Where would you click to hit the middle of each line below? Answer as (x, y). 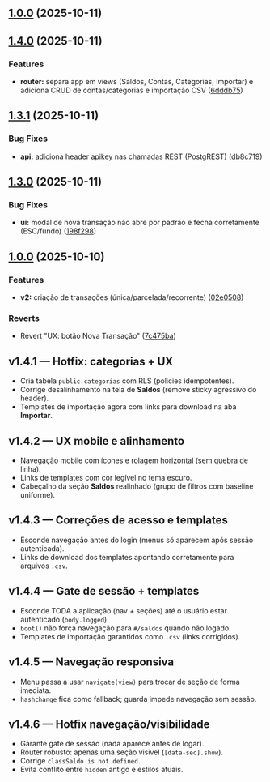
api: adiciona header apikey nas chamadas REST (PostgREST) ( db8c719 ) (141, 156)
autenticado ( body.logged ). (64, 619)
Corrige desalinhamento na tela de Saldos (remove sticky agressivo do (138, 390)
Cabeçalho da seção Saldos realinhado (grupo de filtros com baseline (137, 486)
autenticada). (42, 548)
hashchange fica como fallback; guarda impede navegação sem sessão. (138, 699)
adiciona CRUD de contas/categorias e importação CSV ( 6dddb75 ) (132, 90)
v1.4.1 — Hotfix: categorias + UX (91, 361)
